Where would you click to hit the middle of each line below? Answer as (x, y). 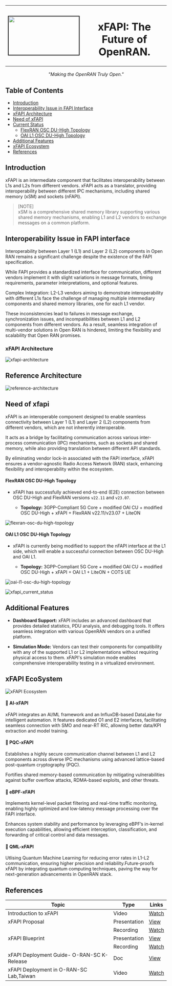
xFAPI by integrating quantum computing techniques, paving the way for (81, 869)
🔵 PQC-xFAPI (19, 742)
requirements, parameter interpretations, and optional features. (72, 283)
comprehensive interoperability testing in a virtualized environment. (84, 663)
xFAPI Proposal (26, 922)
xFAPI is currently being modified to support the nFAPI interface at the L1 (89, 546)
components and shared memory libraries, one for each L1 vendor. (76, 304)
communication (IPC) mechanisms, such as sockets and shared (90, 443)
